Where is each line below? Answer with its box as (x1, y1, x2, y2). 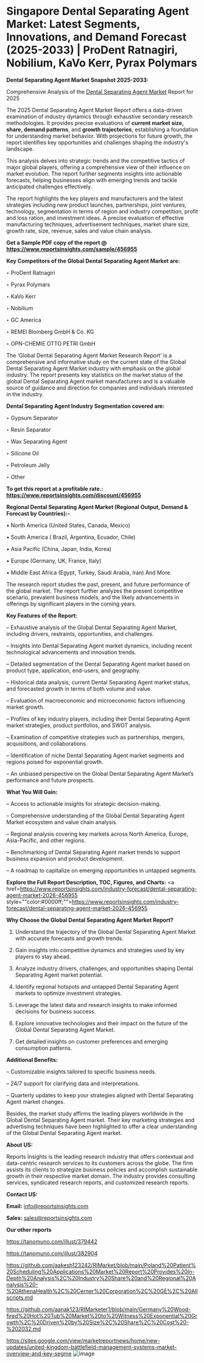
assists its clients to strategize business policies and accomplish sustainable (6, 1165, 198, 1173)
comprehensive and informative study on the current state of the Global (6, 358, 186, 365)
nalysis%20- (6, 1281, 38, 1288)
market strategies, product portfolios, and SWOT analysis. (6, 721, 152, 729)
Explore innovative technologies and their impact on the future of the (15, 1019, 188, 1027)
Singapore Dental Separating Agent (6, 4, 189, 18)
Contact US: (6, 1190, 38, 1198)
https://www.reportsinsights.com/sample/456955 (6, 245, 138, 252)
